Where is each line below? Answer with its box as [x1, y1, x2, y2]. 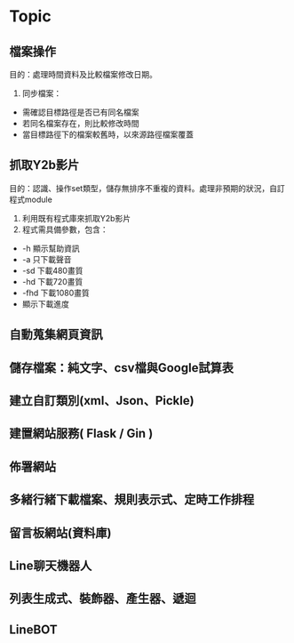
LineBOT [9, 622, 58, 637]
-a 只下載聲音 [21, 253, 73, 264]
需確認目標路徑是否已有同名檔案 [21, 107, 139, 117]
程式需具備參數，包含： [21, 224, 108, 235]
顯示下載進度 [21, 298, 69, 309]
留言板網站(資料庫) [9, 525, 112, 540]
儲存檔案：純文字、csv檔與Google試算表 [9, 360, 234, 375]
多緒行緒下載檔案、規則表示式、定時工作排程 [9, 492, 255, 508]
